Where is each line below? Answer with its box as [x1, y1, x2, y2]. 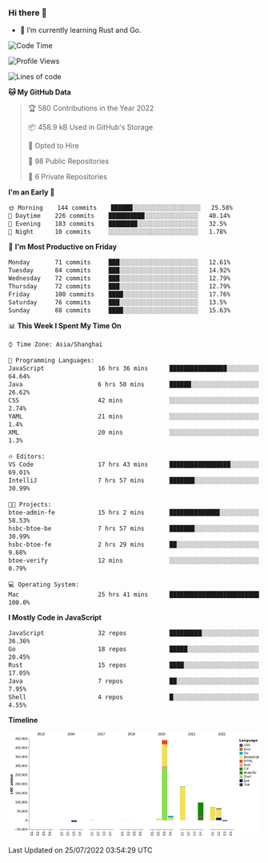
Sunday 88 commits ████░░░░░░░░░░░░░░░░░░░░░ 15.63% [8, 307, 230, 315]
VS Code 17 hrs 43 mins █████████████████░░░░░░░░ [8, 460, 260, 469]
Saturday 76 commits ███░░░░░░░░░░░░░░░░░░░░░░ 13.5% [8, 299, 227, 307]
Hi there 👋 [8, 7, 48, 18]
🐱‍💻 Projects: [8, 500, 52, 509]
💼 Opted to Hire [27, 141, 80, 151]
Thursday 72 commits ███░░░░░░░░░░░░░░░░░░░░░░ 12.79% [8, 283, 230, 291]
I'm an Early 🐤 [8, 187, 55, 197]
